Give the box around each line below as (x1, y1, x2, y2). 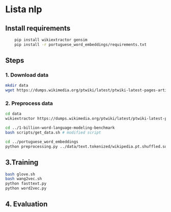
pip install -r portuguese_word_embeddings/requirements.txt (14, 42, 147, 47)
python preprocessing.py (5, 144, 58, 149)
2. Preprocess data (5, 100, 53, 107)
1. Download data (5, 71, 49, 78)
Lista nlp (5, 4, 42, 15)
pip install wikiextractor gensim (14, 37, 88, 42)
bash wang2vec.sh (5, 176, 42, 181)
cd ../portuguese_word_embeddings (5, 139, 79, 144)
